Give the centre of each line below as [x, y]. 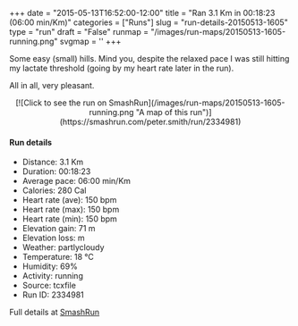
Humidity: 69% [50, 266]
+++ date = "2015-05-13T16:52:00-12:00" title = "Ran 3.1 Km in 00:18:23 [142, 13]
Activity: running [52, 276]
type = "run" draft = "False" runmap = [79, 32]
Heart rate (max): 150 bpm [71, 210]
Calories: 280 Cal [54, 190]
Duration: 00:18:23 [56, 171]
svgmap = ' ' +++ [90, 41]
